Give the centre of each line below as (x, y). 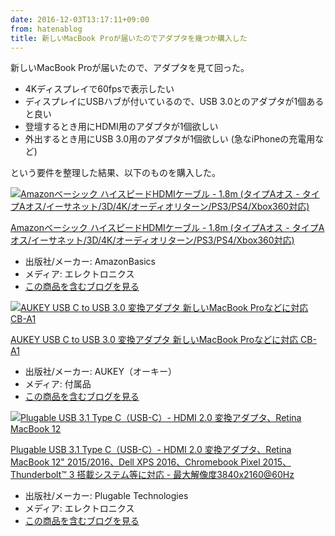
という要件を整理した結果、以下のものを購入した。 (115, 173)
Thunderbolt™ (38, 475)
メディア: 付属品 (58, 384)
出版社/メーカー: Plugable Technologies (106, 496)
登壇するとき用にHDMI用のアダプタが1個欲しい (121, 127)
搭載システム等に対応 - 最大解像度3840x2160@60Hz (185, 475)
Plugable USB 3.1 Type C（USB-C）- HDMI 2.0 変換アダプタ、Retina (151, 450)
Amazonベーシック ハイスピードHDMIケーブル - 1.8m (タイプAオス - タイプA (167, 228)
